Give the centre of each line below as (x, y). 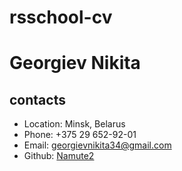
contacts (37, 99)
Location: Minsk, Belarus (74, 124)
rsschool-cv (61, 17)
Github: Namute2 (59, 156)
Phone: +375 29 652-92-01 (80, 135)
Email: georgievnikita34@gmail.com (97, 145)
